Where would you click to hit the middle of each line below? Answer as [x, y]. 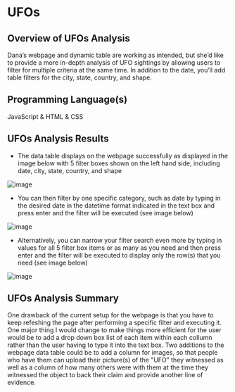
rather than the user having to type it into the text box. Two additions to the [116, 345]
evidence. [22, 382]
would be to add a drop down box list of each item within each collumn [110, 338]
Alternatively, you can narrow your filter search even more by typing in [120, 240]
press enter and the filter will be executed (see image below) [105, 213]
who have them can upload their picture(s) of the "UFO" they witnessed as [115, 360]
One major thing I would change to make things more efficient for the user [114, 330]
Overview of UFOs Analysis [69, 38]
